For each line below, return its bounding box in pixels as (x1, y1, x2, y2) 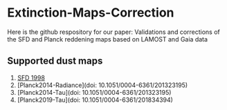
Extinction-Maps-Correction (7, 5, 174, 21)
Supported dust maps (7, 55, 103, 67)
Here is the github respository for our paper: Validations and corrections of (7, 28, 220, 36)
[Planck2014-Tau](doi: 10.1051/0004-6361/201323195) (17, 88, 172, 96)
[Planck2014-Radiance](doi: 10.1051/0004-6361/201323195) (17, 81, 188, 89)
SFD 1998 (17, 73, 45, 82)
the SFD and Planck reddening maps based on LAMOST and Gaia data (7, 35, 208, 43)
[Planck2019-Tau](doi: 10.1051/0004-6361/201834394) (17, 95, 173, 104)
